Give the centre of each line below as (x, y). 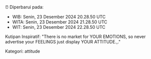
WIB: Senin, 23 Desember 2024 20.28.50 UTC (59, 17)
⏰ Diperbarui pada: (25, 7)
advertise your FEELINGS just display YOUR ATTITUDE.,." (63, 42)
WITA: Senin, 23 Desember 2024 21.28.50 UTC (60, 22)
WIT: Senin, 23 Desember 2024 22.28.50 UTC (59, 27)
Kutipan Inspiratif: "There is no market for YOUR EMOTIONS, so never (75, 37)
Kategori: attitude (23, 51)
